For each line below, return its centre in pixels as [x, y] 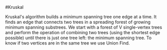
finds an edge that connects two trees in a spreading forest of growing [78, 22]
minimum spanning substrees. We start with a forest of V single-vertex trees [84, 27]
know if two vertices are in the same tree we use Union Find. [67, 43]
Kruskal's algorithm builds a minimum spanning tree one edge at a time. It [81, 17]
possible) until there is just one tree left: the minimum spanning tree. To [78, 38]
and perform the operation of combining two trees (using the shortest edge [83, 32]
